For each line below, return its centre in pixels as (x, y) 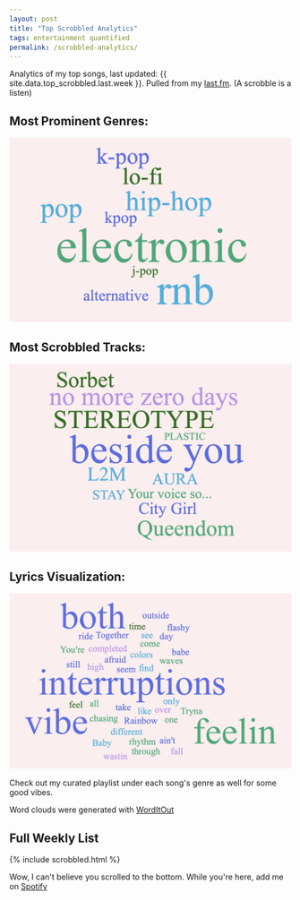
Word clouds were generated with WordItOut (92, 810)
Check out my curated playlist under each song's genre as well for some (143, 783)
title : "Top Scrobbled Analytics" (74, 28)
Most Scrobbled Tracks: (77, 347)
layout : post (34, 19)
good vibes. (31, 793)
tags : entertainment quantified (69, 38)
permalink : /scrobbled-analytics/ (74, 47)
